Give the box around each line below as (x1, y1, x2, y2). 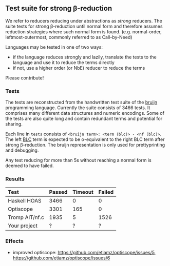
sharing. (5, 121, 23, 127)
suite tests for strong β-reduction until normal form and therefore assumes (5, 23, 163, 29)
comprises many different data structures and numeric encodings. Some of (5, 110, 164, 116)
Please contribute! (5, 74, 44, 81)
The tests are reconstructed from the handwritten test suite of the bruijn (5, 99, 158, 106)
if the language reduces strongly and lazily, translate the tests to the (12, 54, 157, 60)
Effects (5, 238, 24, 245)
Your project (8, 222, 37, 230)
